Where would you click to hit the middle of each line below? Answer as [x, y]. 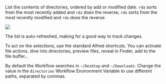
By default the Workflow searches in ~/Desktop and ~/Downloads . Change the [83, 66]
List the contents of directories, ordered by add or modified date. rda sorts [81, 7]
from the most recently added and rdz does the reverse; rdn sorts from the [81, 12]
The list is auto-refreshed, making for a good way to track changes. [74, 36]
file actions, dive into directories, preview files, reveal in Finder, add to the [81, 51]
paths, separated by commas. [35, 76]
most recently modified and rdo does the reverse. [55, 17]
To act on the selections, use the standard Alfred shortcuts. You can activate [83, 46]
